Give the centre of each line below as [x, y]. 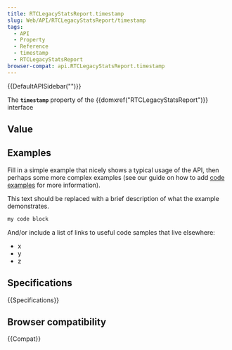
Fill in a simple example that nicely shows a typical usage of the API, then [113, 170]
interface [20, 107]
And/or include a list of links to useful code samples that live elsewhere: [111, 232]
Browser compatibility [57, 322]
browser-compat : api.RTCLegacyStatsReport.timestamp [86, 66]
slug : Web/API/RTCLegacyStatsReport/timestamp [77, 20]
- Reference [31, 46]
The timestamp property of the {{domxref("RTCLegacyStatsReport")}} [108, 100]
